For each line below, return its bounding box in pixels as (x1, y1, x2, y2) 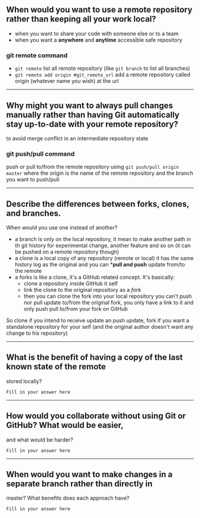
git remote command (6, 51, 68, 59)
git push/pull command (6, 149, 75, 158)
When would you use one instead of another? (6, 224, 118, 232)
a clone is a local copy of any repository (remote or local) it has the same (14, 255, 194, 262)
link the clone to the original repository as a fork (23, 286, 142, 294)
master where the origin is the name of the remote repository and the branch (6, 169, 193, 177)
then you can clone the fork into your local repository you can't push (23, 292, 192, 300)
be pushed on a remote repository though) (14, 248, 120, 255)
